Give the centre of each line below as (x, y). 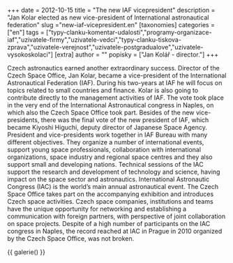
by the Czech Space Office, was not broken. (71, 239)
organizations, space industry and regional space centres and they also (110, 157)
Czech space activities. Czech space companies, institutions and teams (111, 201)
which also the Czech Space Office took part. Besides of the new (101, 112)
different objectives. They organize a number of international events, (106, 142)
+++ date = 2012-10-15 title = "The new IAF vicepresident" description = (111, 10)
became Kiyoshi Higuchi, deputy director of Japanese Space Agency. (107, 127)
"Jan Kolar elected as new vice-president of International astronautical (108, 17)
